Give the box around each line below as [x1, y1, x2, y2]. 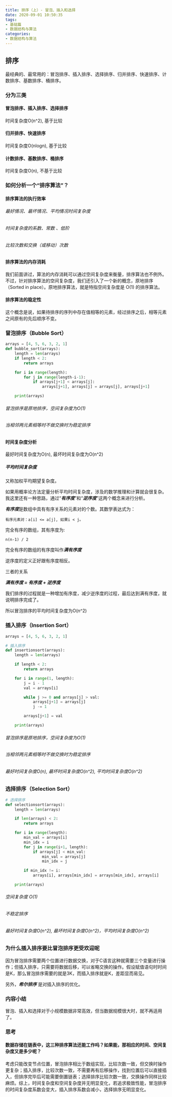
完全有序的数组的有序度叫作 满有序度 [5, 547, 82, 553]
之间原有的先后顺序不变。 [5, 315, 59, 321]
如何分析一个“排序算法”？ [5, 182, 69, 189]
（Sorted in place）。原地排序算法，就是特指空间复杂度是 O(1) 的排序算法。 [5, 284, 163, 290]
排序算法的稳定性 [5, 297, 41, 303]
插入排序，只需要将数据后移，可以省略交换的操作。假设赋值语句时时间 [18, 964, 167, 970]
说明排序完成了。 [5, 597, 41, 603]
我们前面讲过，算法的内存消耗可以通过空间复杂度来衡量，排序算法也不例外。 [5, 271, 167, 277]
